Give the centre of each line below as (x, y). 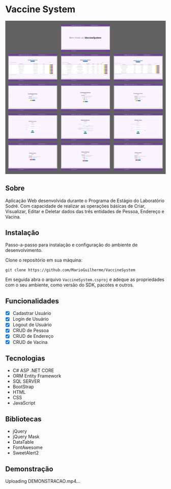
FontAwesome (28, 448)
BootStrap (23, 387)
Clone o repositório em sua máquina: (44, 260)
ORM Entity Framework (37, 376)
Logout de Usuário (32, 325)
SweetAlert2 (26, 453)
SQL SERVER (26, 381)
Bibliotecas (23, 419)
